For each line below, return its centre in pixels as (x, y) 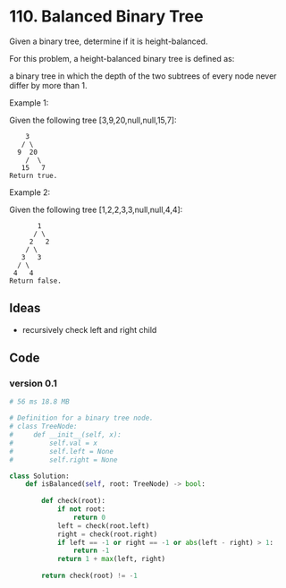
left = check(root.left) (103, 525)
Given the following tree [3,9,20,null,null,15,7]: (93, 120)
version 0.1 (34, 384)
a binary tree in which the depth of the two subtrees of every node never (143, 76)
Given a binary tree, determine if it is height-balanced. (109, 41)
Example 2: (30, 192)
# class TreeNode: (43, 427)
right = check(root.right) (107, 534)
